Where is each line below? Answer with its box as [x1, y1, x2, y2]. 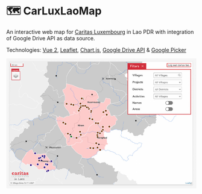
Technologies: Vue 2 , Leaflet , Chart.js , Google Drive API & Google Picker [6, 46, 187, 54]
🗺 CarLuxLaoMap [6, 4, 102, 18]
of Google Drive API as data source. [6, 34, 95, 42]
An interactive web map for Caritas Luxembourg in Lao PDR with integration [6, 28, 194, 36]
